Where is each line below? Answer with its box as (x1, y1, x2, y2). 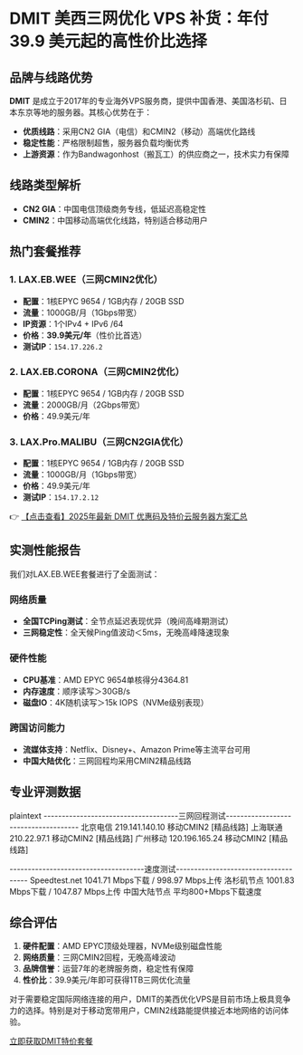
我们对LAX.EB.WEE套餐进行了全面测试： (9, 568, 160, 580)
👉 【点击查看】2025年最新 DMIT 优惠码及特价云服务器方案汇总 (9, 511, 248, 522)
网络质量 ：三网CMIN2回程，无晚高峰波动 (22, 952, 176, 963)
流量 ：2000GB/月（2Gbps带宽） (22, 399, 145, 410)
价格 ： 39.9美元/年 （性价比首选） (22, 330, 147, 340)
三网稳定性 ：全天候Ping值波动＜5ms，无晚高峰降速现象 (22, 627, 230, 638)
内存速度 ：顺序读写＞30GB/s (22, 686, 131, 696)
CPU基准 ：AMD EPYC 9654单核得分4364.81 (22, 674, 189, 685)
